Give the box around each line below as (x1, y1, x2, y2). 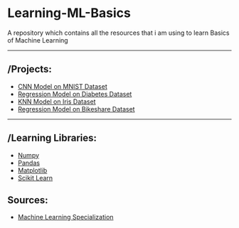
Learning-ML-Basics (7, 5, 132, 21)
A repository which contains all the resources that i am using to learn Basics (7, 28, 230, 37)
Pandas (17, 158, 41, 167)
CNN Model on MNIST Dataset (17, 82, 108, 90)
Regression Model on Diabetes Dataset (17, 89, 132, 98)
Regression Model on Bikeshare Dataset (17, 104, 135, 113)
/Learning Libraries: (7, 132, 97, 144)
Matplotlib (17, 165, 48, 175)
